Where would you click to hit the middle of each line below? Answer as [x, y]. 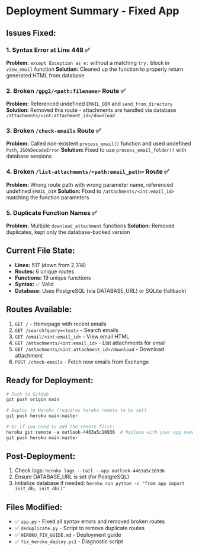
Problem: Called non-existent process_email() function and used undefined [99, 143]
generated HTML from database [45, 75]
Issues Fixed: [31, 33]
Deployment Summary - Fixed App [93, 11]
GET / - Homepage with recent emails [60, 324]
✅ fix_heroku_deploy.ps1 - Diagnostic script [69, 541]
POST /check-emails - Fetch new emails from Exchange [82, 362]
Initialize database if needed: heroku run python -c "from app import [99, 483]
